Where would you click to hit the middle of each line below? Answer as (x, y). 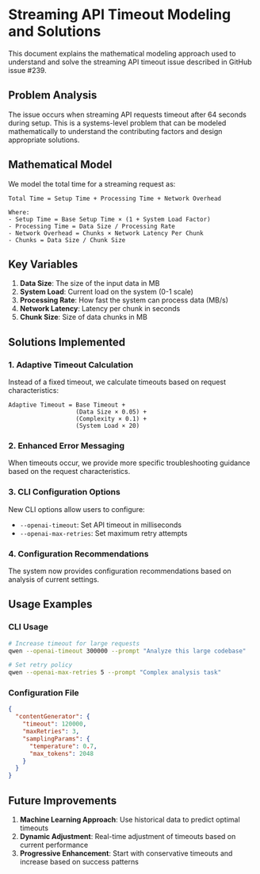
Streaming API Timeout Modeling (120, 15)
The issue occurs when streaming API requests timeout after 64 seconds (128, 114)
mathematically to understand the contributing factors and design (115, 131)
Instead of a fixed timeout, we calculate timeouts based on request (117, 382)
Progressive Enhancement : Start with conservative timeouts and (126, 853)
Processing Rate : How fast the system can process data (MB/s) (124, 300)
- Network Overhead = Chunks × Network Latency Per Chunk (106, 233)
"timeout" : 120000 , (55, 724)
